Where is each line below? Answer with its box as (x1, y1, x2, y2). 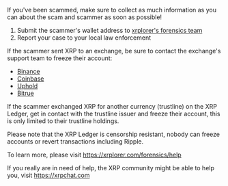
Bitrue (16, 89, 34, 97)
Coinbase (16, 75, 44, 83)
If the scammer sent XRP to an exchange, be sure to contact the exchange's (7, 47, 221, 55)
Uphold (16, 82, 38, 90)
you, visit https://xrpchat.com (7, 171, 90, 179)
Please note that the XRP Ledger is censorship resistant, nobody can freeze (7, 130, 220, 138)
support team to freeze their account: (7, 54, 113, 62)
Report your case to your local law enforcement (16, 34, 152, 42)
